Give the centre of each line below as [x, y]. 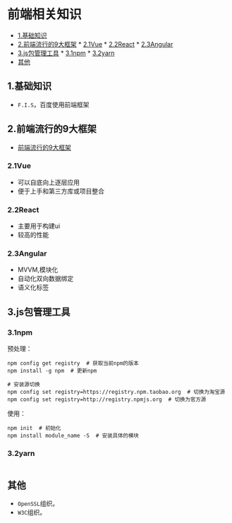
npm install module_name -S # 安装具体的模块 [73, 436]
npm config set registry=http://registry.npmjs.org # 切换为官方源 [107, 399]
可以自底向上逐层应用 [48, 182]
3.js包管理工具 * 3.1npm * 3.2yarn [66, 53]
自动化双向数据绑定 [45, 279]
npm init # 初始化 [34, 428]
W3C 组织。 [32, 512]
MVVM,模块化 [38, 270]
